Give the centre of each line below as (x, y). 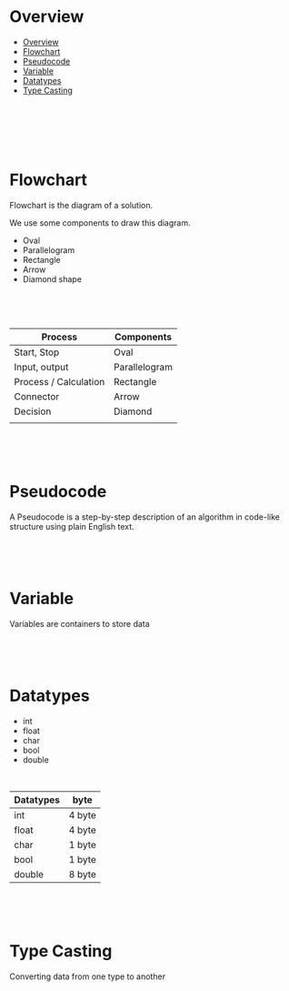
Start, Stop (37, 352)
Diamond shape (52, 278)
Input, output (41, 367)
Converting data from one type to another (88, 976)
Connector (37, 396)
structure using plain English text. (72, 526)
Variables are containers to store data (80, 623)
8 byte (83, 874)
